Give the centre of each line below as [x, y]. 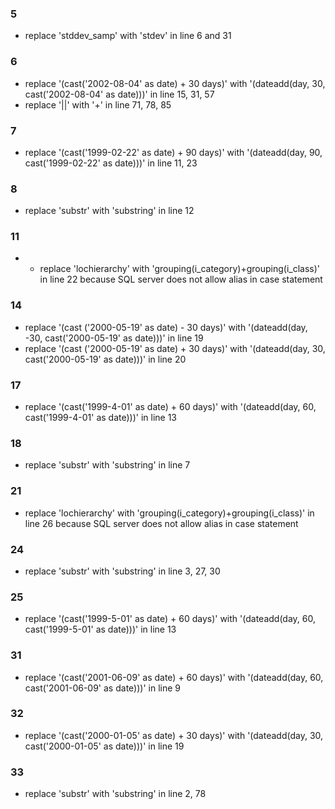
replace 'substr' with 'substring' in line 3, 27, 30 [122, 571]
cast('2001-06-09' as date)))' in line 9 [102, 688]
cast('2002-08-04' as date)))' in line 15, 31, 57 [119, 94]
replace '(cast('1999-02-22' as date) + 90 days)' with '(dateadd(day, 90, [173, 152]
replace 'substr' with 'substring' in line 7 [107, 465]
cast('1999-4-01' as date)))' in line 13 [101, 418]
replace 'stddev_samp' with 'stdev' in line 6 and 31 [128, 36]
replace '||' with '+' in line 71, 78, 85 [98, 104]
